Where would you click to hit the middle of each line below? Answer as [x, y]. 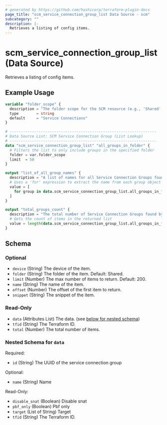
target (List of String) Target [42, 412]
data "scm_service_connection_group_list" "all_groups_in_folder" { [78, 145]
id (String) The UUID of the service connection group [67, 363]
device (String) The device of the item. [52, 268]
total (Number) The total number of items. [56, 329]
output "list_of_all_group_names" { [43, 173]
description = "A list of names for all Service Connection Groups [81, 178]
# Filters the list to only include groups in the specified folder [82, 150]
